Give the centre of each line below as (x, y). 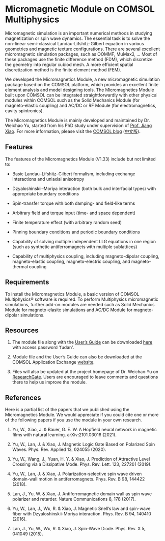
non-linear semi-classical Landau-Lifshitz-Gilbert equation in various (75, 43)
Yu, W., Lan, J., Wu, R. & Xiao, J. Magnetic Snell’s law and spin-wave (81, 509)
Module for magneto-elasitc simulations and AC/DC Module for (69, 310)
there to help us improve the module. (49, 382)
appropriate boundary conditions (45, 193)
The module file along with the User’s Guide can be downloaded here (82, 342)
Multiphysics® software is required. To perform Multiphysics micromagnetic (82, 299)
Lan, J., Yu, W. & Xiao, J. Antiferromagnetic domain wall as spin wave (82, 494)
